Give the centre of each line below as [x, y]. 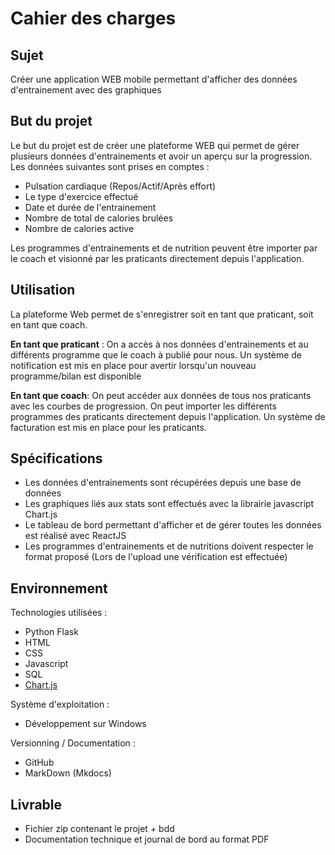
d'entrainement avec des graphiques [86, 90]
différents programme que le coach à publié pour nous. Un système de [156, 354]
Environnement [59, 588]
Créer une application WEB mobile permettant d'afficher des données [154, 79]
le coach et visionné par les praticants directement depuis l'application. [157, 258]
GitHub [39, 763]
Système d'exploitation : [60, 704]
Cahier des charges [93, 18]
